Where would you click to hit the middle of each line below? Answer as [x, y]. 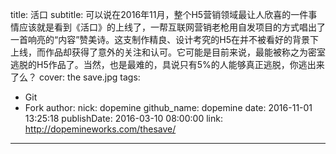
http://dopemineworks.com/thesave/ [100, 129]
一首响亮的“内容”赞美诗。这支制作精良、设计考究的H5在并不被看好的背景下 [165, 39]
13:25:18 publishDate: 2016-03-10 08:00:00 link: [123, 118]
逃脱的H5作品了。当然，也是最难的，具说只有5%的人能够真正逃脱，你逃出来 [167, 64]
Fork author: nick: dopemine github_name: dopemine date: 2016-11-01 [168, 107]
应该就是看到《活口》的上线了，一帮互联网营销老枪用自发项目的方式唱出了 [172, 27]
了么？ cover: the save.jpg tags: [75, 77]
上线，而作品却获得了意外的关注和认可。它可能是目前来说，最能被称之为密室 [168, 52]
